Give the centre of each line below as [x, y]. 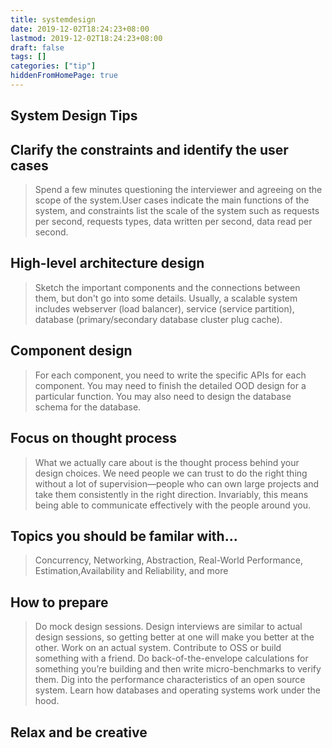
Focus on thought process [94, 438]
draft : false [37, 47]
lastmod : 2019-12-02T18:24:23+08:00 [86, 38]
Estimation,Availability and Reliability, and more [131, 571]
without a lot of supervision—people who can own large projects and [177, 483]
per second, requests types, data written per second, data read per [173, 222]
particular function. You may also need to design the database [163, 396]
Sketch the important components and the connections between [167, 287]
